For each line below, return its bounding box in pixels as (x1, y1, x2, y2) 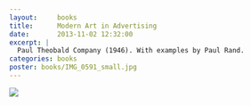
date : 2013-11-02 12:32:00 (9, 29, 134, 38)
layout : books (9, 12, 77, 22)
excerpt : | (9, 37, 50, 47)
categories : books (9, 54, 77, 63)
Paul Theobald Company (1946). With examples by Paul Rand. (17, 46, 245, 55)
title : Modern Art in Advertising (9, 21, 158, 30)
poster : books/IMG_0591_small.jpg (9, 63, 138, 72)
